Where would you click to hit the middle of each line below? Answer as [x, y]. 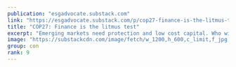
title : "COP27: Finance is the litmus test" [73, 27]
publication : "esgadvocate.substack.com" [69, 14]
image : [17, 40]
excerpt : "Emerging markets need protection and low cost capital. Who [114, 33]
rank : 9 [19, 53]
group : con [23, 46]
